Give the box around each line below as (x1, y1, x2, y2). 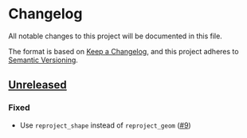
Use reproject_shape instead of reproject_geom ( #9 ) (19, 120, 191, 130)
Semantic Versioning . (8, 55, 78, 65)
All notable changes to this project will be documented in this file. (8, 31, 223, 41)
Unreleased (8, 78, 68, 92)
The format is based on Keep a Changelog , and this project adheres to (8, 46, 239, 56)
